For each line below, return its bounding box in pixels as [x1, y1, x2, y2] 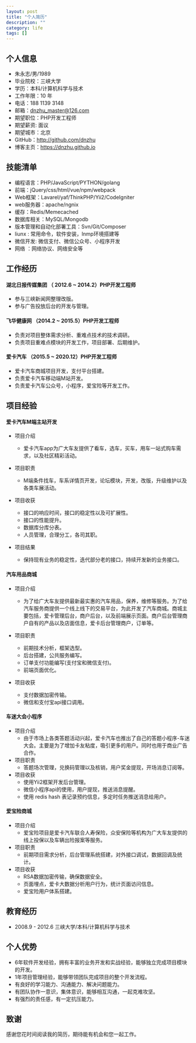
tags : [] [6, 30, 27, 36]
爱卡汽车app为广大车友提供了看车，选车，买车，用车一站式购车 [23, 445, 177, 452]
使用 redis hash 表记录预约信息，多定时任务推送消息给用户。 [23, 793, 170, 800]
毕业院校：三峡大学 [14, 77, 61, 84]
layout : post [6, 8, 38, 15]
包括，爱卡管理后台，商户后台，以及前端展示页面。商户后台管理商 [28, 612, 188, 619]
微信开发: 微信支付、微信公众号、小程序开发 [14, 237, 121, 244]
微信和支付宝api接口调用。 [23, 698, 88, 705]
